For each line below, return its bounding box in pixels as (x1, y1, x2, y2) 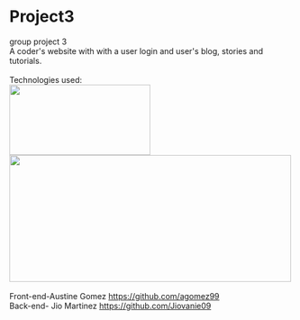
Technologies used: (9, 74, 83, 85)
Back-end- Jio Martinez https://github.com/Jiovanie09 (9, 300, 212, 311)
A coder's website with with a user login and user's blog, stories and (9, 45, 264, 56)
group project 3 (9, 36, 68, 47)
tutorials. (9, 55, 42, 66)
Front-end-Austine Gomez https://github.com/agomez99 (9, 290, 220, 301)
